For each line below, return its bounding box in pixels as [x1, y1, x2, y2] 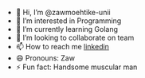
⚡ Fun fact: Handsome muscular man [15, 62, 138, 72]
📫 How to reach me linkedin [15, 42, 110, 51]
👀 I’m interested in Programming [15, 16, 122, 25]
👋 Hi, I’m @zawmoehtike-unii [15, 8, 111, 17]
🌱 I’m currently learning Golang [15, 25, 118, 33]
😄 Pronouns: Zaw [15, 53, 76, 63]
